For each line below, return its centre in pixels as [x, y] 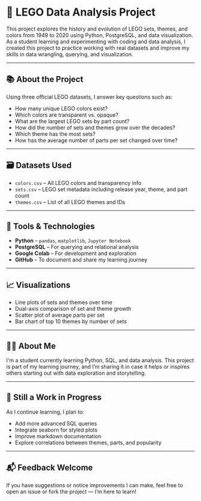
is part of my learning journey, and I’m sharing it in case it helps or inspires [98, 367]
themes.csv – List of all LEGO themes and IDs [70, 202]
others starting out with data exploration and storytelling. [76, 373]
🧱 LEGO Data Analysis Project [81, 12]
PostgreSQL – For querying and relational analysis [77, 247]
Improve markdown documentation [58, 436]
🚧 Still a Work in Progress [54, 397]
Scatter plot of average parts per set [60, 315]
